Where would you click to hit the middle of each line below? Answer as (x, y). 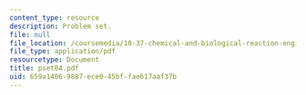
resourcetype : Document (55, 60)
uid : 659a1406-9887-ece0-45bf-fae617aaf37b (93, 77)
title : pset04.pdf (44, 69)
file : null (30, 34)
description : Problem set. (61, 26)
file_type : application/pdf (63, 52)
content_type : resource (55, 18)
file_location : (38, 43)
